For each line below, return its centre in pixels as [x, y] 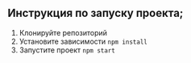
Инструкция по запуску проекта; [95, 13]
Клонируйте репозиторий [63, 32]
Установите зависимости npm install [83, 41]
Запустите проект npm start [67, 50]
